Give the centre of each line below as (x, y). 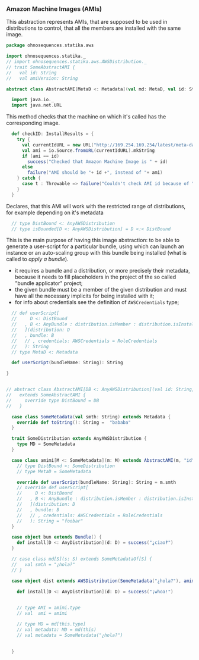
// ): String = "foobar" (50, 521)
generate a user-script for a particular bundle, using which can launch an (95, 246)
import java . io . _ (33, 100)
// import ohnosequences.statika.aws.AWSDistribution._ (76, 62)
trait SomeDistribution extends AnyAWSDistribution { (79, 439)
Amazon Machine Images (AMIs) (54, 9)
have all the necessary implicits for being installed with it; (84, 296)
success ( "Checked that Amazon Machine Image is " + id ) (98, 162)
